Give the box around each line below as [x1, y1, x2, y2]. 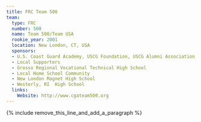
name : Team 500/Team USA [11, 31, 74, 37]
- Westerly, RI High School [11, 82, 85, 88]
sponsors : [11, 48, 36, 54]
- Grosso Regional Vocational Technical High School [11, 64, 147, 71]
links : [11, 87, 28, 93]
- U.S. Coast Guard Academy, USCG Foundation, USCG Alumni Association [11, 53, 196, 59]
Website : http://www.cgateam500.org [17, 93, 110, 99]
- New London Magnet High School [11, 76, 96, 82]
